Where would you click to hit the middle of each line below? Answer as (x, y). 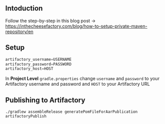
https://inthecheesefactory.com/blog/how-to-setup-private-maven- (76, 26)
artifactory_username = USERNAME (38, 59)
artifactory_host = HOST (29, 69)
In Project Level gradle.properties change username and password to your (82, 79)
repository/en (19, 31)
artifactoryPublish (26, 116)
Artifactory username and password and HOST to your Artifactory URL (78, 84)
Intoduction (24, 8)
